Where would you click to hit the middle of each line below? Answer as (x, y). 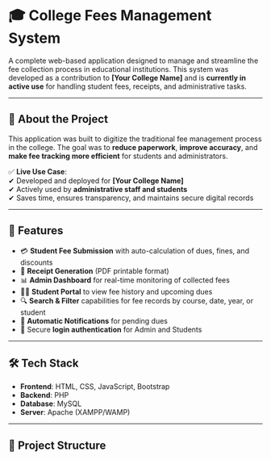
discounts (36, 262)
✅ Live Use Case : (38, 171)
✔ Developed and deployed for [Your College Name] (96, 180)
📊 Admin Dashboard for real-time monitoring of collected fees (125, 280)
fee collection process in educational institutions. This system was (119, 69)
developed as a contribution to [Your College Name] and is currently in (127, 77)
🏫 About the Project (58, 119)
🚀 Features (36, 231)
